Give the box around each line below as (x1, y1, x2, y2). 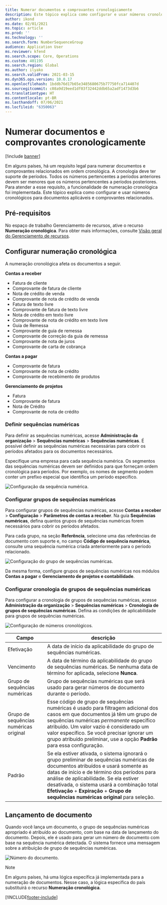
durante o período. (47, 690, 90, 697)
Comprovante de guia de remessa (12, 328, 82, 334)
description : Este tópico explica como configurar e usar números (5, 12, 146, 17)
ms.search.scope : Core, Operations (5, 53, 79, 59)
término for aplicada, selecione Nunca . (47, 670, 138, 677)
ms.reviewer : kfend (5, 49, 46, 54)
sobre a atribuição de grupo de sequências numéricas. (5, 845, 118, 851)
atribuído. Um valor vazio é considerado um (47, 724, 149, 730)
